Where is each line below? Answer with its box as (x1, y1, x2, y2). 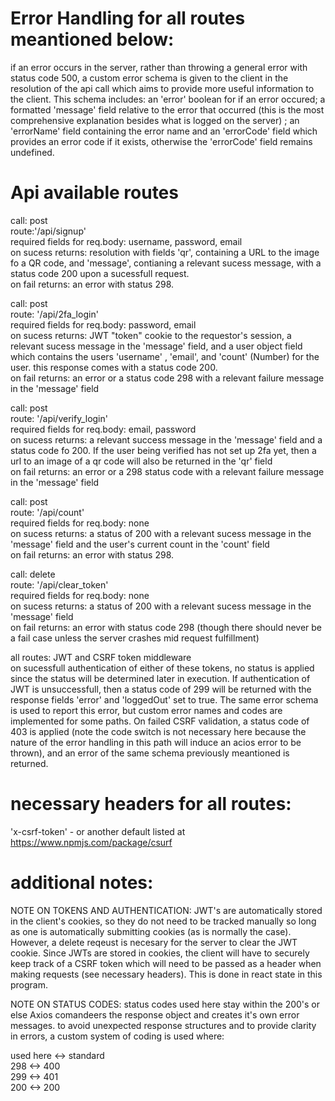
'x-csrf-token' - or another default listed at (10, 825, 186, 837)
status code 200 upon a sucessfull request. (10, 267, 190, 279)
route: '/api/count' (10, 506, 85, 518)
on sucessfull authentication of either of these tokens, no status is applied (10, 662, 315, 674)
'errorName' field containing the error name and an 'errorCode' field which (10, 125, 318, 137)
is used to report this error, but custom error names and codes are (10, 704, 283, 716)
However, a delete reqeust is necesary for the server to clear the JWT (10, 936, 298, 948)
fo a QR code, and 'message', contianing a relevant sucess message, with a (10, 257, 322, 269)
